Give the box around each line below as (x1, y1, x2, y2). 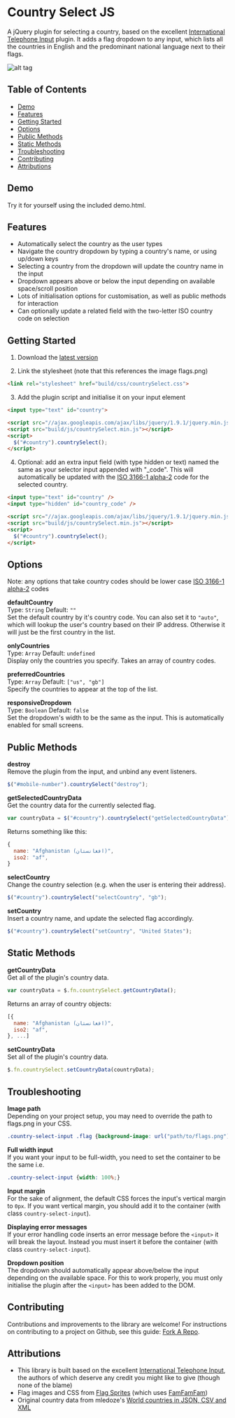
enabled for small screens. (7, 721, 84, 729)
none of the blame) (17, 1381, 73, 1389)
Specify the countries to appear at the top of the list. (7, 685, 158, 694)
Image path (7, 1104, 41, 1112)
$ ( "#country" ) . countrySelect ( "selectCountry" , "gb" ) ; (7, 894, 168, 901)
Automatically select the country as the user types (17, 240, 163, 248)
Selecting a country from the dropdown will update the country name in (17, 262, 224, 271)
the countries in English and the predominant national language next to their (7, 42, 226, 50)
